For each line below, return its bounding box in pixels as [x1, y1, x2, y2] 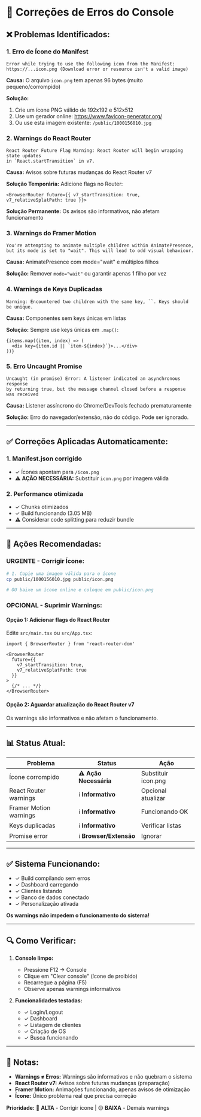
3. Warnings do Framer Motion [6, 229, 97, 238]
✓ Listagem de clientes [23, 1022, 81, 1029]
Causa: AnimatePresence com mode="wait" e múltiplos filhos [6, 258, 159, 266]
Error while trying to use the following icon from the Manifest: [6, 61, 175, 67]
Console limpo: [14, 954, 54, 962]
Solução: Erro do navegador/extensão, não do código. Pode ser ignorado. [6, 414, 189, 421]
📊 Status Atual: [6, 738, 66, 748]
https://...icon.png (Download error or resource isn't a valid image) [6, 66, 188, 72]
